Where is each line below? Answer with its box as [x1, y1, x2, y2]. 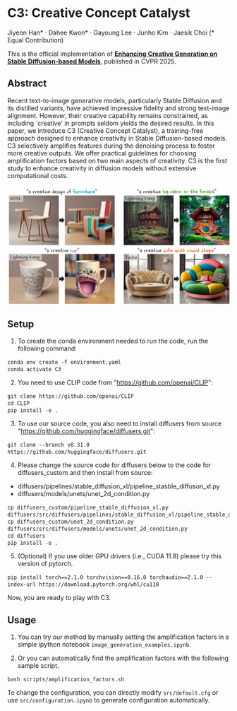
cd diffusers [7, 532, 46, 540]
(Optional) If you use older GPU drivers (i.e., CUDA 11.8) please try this [17, 552, 222, 560]
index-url [7, 581, 37, 588]
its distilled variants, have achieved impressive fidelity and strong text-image [7, 104, 230, 112]
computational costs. [7, 171, 68, 180]
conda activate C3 [7, 366, 61, 373]
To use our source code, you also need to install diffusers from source [17, 419, 222, 428]
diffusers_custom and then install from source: [17, 469, 153, 477]
